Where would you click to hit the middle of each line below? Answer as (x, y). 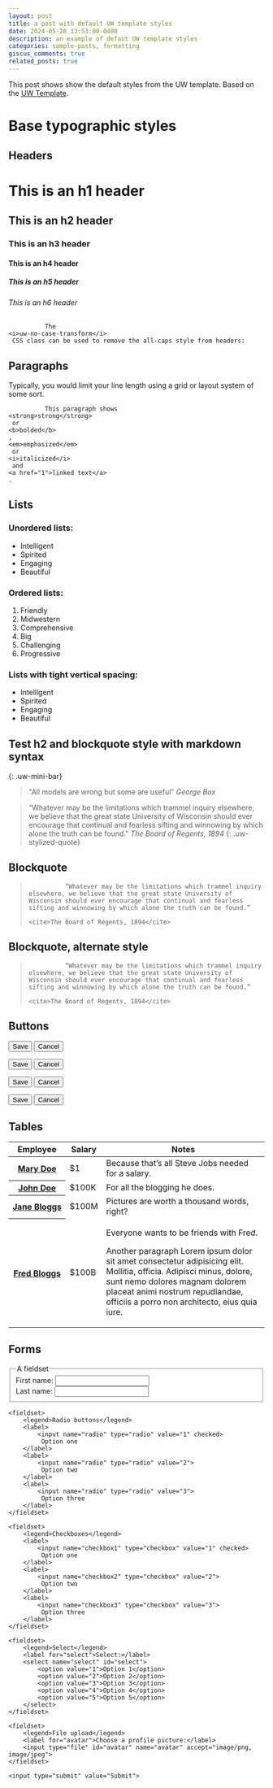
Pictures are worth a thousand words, (178, 1202)
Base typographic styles (93, 126)
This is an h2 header (61, 221)
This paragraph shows (81, 409)
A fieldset (32, 1369)
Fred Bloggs (37, 1273)
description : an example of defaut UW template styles (103, 39)
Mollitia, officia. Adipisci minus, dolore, (180, 1272)
